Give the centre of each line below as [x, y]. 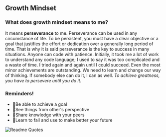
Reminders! [19, 93]
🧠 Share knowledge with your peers [48, 115]
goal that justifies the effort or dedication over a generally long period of [79, 44]
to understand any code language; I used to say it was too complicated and [83, 60]
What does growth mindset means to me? [57, 22]
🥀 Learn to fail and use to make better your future [62, 120]
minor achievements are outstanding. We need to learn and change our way [83, 70]
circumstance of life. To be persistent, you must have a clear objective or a [82, 38]
